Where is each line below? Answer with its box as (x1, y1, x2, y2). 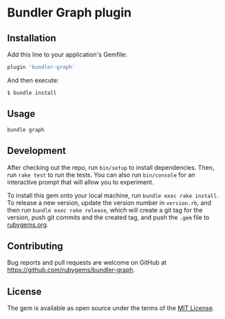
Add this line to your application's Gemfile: (7, 50, 127, 58)
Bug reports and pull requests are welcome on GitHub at (7, 258, 167, 267)
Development (7, 145, 67, 157)
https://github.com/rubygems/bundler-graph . (7, 266, 136, 274)
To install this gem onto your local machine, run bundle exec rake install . (7, 191, 219, 199)
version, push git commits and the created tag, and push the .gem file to (7, 213, 210, 221)
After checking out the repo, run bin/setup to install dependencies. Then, (7, 163, 215, 171)
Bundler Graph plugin (7, 5, 132, 21)
